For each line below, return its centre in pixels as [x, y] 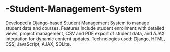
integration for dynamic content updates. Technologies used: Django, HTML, [85, 39]
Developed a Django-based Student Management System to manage [77, 23]
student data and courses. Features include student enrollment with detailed [85, 28]
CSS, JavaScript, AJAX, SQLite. [38, 44]
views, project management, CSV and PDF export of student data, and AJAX [85, 33]
